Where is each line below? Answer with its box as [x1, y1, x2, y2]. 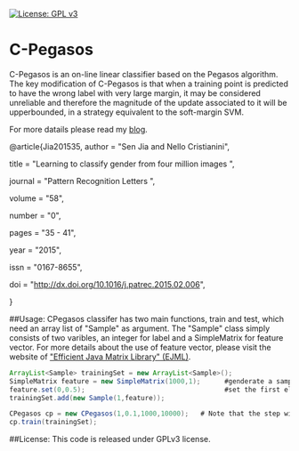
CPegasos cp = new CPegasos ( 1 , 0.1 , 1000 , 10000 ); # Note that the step [9, 409, 280, 418]
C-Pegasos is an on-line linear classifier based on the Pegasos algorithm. [9, 68, 279, 79]
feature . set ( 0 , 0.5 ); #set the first [9, 385, 280, 394]
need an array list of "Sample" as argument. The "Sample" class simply [9, 323, 271, 334]
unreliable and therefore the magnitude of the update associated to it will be [9, 97, 287, 108]
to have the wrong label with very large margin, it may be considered [9, 87, 261, 98]
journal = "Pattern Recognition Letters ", [9, 175, 156, 186]
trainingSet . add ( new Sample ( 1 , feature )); [9, 393, 166, 402]
